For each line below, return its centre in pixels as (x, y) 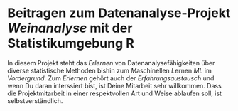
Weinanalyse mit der (70, 28)
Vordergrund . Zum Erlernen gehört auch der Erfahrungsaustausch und (111, 78)
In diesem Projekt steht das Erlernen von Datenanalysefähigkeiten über (111, 63)
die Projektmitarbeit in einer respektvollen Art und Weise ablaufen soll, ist (115, 93)
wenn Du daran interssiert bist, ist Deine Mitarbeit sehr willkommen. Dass (114, 85)
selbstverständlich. (35, 100)
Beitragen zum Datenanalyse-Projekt (119, 13)
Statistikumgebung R (71, 43)
